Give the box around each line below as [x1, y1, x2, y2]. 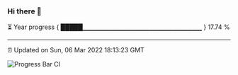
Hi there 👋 [7, 6, 42, 16]
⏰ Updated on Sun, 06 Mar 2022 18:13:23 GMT [7, 46, 145, 54]
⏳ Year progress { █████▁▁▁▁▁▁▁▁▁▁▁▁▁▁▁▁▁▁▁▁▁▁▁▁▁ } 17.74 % [7, 23, 230, 31]
